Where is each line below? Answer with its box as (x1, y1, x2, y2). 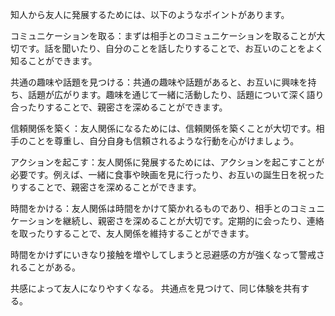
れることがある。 (10, 261, 81, 273)
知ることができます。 (10, 55, 98, 67)
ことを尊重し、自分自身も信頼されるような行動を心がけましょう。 (27, 135, 300, 147)
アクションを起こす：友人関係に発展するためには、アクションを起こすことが (10, 156, 325, 168)
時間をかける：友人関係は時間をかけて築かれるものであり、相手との (10, 203, 291, 214)
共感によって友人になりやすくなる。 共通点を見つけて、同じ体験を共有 (10, 283, 302, 294)
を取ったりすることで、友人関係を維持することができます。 (10, 228, 255, 239)
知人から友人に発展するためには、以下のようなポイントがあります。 (10, 9, 290, 20)
